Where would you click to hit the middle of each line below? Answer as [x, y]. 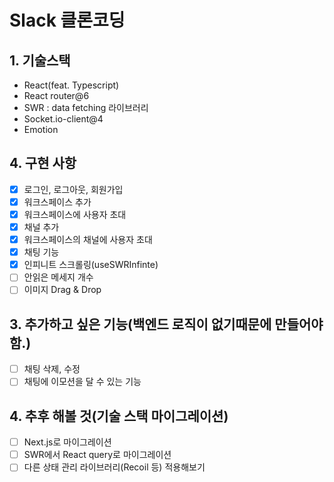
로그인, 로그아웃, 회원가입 [73, 189]
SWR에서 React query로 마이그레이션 [97, 455]
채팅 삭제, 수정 [52, 369]
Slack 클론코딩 [67, 20]
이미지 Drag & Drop [62, 290]
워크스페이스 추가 [57, 202]
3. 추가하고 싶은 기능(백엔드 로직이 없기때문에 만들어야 [166, 324]
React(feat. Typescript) [71, 85]
